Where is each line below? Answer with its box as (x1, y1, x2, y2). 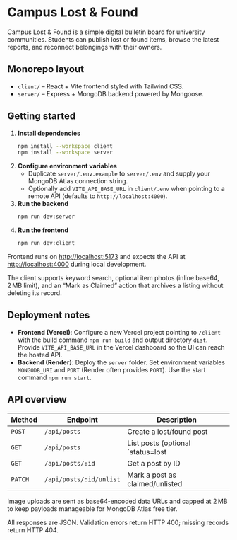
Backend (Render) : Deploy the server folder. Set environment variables (17, 358, 226, 367)
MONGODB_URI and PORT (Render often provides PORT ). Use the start (17, 365, 206, 374)
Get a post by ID (127, 458, 181, 468)
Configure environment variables (17, 162, 118, 171)
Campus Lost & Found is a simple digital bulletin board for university (7, 28, 205, 36)
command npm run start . (17, 373, 92, 381)
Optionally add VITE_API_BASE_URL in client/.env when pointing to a (28, 185, 226, 193)
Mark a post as (127, 470, 176, 480)
